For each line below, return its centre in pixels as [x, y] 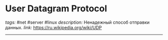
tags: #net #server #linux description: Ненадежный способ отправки [77, 22]
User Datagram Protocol [56, 9]
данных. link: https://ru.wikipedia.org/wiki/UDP [53, 27]
